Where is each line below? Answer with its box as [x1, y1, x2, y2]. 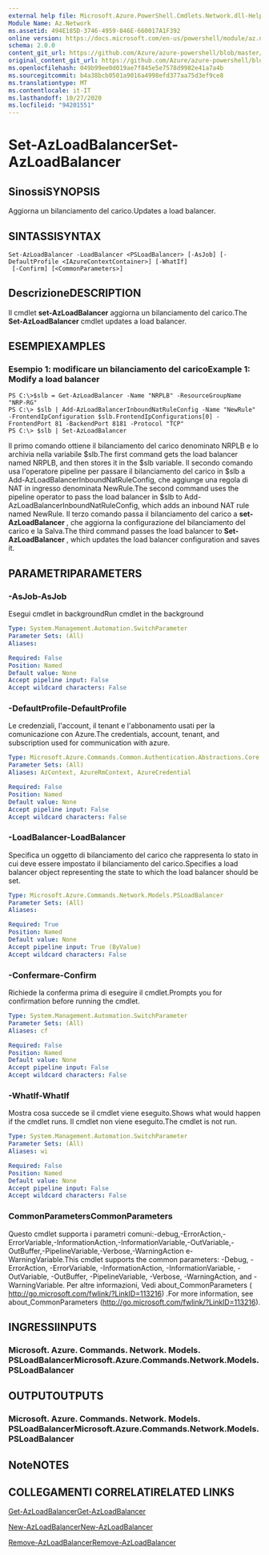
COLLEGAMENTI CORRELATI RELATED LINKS [8, 1486, 235, 1500]
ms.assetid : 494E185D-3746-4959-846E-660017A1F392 [8, 26, 181, 35]
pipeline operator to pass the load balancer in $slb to [8, 492, 183, 502]
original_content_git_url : [8, 57, 98, 65]
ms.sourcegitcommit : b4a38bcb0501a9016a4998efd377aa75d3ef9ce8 [8, 71, 224, 79]
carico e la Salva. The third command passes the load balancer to [8, 527, 223, 536]
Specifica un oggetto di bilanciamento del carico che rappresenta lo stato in [8, 850, 259, 860]
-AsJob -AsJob [8, 591, 67, 602]
